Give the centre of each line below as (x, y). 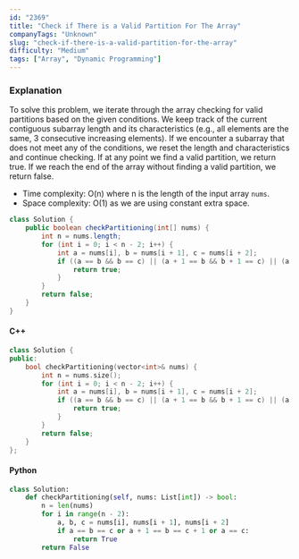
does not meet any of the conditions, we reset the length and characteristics (149, 148)
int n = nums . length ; (82, 237)
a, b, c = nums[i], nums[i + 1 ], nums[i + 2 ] (143, 523)
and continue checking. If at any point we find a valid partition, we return (143, 157)
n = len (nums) (67, 506)
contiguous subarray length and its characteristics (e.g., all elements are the (149, 129)
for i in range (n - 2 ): (85, 514)
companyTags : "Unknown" (54, 34)
